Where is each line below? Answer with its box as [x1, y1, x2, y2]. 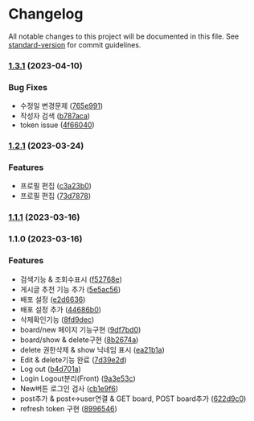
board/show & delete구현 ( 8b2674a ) [19, 335, 139, 345]
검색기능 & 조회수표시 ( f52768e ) [19, 274, 122, 284]
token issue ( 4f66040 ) [19, 120, 95, 130]
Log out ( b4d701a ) [19, 364, 82, 374]
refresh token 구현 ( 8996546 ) [19, 403, 118, 413]
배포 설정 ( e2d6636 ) [19, 295, 86, 304]
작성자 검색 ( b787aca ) [19, 111, 91, 121]
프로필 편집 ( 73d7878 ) [19, 191, 91, 201]
